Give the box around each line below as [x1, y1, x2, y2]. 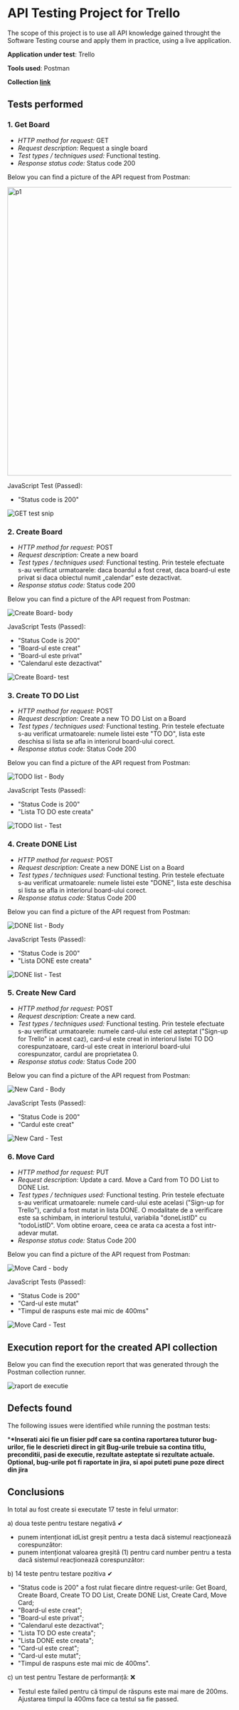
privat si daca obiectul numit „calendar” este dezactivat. [17, 573, 183, 582]
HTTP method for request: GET [17, 136, 109, 144]
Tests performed [7, 98, 84, 111]
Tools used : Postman [7, 64, 70, 72]
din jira [7, 1465, 28, 1474]
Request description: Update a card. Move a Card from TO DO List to [17, 1175, 219, 1184]
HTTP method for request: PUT [17, 1168, 110, 1177]
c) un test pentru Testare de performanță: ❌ [7, 1672, 136, 1681]
